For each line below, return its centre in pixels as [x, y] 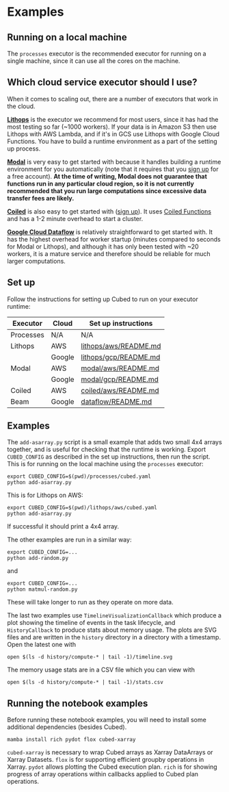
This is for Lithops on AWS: [45, 495]
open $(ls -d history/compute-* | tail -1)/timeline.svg [90, 657]
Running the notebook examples [78, 703]
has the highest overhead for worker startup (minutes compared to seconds [114, 239]
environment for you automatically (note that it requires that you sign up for [113, 169]
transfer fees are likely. [41, 198]
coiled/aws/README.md [120, 390]
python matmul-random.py [42, 589]
